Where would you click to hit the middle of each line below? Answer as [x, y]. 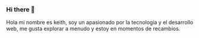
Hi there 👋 [21, 9]
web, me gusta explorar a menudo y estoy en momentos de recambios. [93, 28]
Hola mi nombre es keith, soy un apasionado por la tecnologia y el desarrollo [100, 23]
